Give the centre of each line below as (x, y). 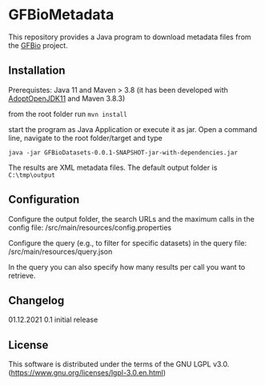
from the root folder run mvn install (68, 114)
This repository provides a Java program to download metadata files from (130, 37)
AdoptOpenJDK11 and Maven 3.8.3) (67, 98)
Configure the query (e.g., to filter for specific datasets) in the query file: (128, 243)
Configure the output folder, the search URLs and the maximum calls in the (131, 219)
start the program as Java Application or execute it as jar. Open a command (133, 129)
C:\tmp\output (32, 175)
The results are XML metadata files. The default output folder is (113, 167)
